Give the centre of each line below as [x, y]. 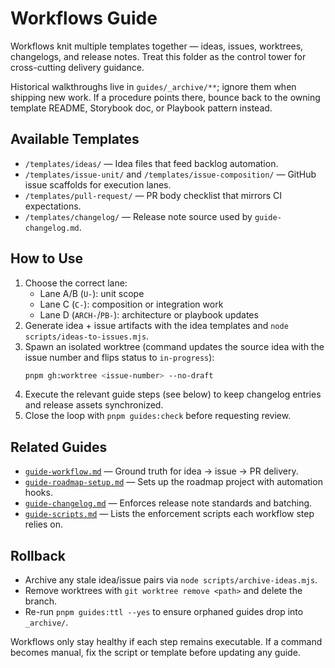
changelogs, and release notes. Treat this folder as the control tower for [158, 56]
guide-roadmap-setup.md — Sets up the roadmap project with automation [173, 482]
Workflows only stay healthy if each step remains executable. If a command [166, 642]
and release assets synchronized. [94, 405]
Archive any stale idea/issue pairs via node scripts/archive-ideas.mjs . [171, 580]
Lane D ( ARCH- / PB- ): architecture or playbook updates [149, 314]
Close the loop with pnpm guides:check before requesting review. [158, 416]
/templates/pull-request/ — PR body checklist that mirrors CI [153, 195]
